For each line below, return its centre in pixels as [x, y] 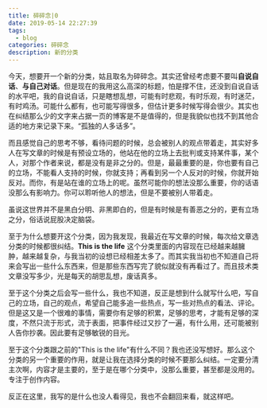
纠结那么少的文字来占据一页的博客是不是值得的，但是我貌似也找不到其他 [133, 116]
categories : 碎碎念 [39, 45]
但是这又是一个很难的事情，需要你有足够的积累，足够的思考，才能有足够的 [130, 313]
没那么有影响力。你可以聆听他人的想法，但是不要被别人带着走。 [112, 192]
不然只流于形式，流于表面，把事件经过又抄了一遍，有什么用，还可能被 [137, 323]
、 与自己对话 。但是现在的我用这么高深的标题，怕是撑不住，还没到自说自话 [137, 86]
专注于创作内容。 [36, 379]
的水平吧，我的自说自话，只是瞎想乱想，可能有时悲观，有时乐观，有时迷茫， [133, 96]
